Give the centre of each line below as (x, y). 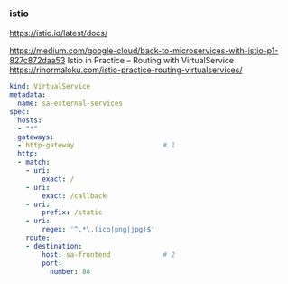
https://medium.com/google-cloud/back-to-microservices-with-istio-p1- (144, 51)
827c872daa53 (37, 61)
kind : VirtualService (50, 87)
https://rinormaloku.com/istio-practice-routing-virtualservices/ (126, 70)
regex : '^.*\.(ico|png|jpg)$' (98, 230)
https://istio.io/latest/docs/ (59, 33)
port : (52, 263)
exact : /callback (74, 196)
